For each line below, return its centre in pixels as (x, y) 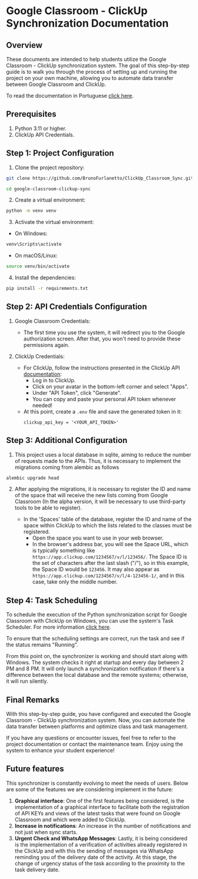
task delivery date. (37, 870)
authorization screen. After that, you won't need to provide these (102, 338)
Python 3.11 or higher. (40, 128)
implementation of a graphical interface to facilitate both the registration (102, 807)
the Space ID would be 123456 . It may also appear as (96, 569)
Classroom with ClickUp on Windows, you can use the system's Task (90, 621)
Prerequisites (31, 114)
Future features (35, 769)
